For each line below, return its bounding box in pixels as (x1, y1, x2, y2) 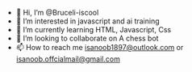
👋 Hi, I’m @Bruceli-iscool (15, 8, 99, 17)
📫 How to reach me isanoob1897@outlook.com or (15, 43, 184, 52)
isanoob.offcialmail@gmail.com (15, 54, 121, 64)
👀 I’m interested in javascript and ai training (15, 16, 160, 26)
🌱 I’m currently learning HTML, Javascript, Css (15, 25, 172, 34)
